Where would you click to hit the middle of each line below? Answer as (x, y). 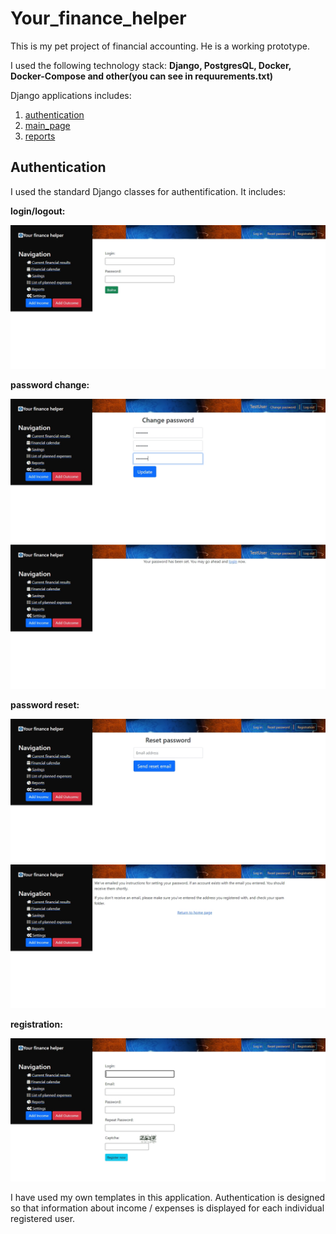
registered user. (43, 1219)
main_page (47, 125)
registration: (36, 1024)
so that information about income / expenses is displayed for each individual (167, 1208)
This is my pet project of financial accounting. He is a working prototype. (160, 46)
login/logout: (38, 211)
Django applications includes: (71, 95)
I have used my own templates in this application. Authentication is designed (168, 1198)
